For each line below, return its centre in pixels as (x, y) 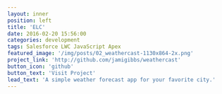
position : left (30, 20)
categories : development (44, 40)
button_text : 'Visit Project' (52, 73)
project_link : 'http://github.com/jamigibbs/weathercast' (94, 60)
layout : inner (28, 14)
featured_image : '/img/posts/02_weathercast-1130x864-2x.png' (100, 54)
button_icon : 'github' (41, 66)
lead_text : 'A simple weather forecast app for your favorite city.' (112, 80)
